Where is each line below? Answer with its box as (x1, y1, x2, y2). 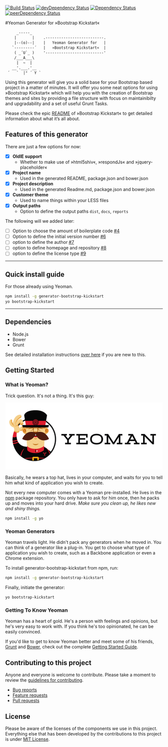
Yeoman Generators (5, 528, 55, 535)
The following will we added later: (5, 218, 74, 224)
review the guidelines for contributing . (5, 677, 84, 683)
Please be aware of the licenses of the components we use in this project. (5, 725, 157, 731)
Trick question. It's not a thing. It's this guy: (5, 393, 94, 399)
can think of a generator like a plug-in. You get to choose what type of (5, 544, 150, 550)
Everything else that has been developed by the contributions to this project (5, 730, 161, 736)
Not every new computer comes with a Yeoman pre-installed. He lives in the (5, 490, 162, 496)
